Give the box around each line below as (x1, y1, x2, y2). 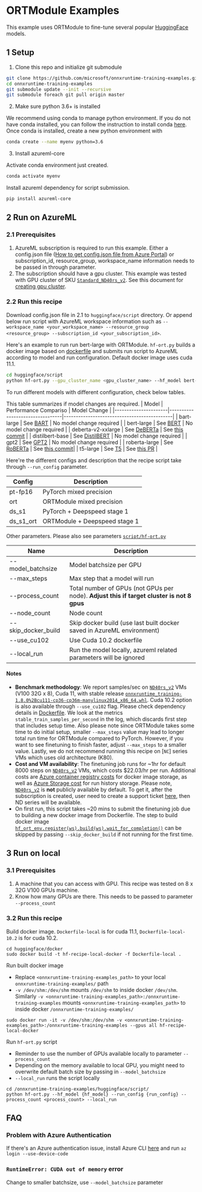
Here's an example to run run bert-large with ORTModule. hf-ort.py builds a (6, 341, 195, 348)
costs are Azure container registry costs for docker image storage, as (14, 773, 188, 780)
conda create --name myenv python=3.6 (6, 139, 103, 145)
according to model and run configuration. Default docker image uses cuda (6, 354, 193, 361)
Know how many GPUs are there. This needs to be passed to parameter (14, 892, 193, 900)
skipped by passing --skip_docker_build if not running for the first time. (14, 830, 194, 838)
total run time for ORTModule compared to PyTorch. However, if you (14, 735, 184, 742)
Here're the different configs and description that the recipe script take (6, 456, 182, 464)
